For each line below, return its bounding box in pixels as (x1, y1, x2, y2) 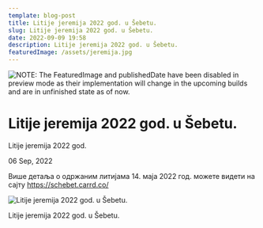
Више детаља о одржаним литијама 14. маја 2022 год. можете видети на (8, 171, 255, 180)
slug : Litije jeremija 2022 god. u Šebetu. (8, 26, 154, 34)
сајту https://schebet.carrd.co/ (8, 180, 109, 189)
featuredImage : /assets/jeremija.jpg (8, 48, 133, 56)
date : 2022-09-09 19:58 (8, 33, 87, 42)
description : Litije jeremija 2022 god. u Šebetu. (8, 41, 178, 49)
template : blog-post (8, 11, 77, 20)
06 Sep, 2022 (8, 156, 53, 165)
